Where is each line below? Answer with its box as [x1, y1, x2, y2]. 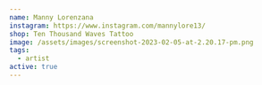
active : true [9, 63, 58, 72]
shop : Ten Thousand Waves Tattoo [9, 29, 134, 38]
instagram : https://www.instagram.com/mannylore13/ [9, 21, 206, 30]
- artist [17, 54, 50, 63]
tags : [9, 46, 30, 55]
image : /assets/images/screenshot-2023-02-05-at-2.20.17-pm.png [9, 37, 254, 47]
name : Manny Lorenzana [9, 12, 94, 22]
